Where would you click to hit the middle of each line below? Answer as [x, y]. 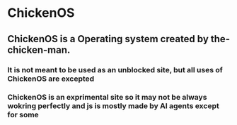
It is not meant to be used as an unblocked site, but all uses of [115, 70]
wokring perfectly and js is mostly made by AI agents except [113, 106]
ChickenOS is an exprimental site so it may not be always [107, 98]
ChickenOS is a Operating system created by [108, 39]
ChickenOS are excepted [51, 79]
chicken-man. [39, 50]
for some [23, 115]
